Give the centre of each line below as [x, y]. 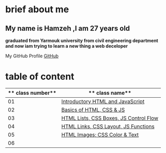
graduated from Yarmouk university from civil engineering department [82, 40]
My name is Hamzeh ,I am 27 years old [68, 28]
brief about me [37, 9]
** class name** [110, 93]
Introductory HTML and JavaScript [103, 101]
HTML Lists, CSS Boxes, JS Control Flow [110, 118]
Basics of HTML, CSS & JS [93, 110]
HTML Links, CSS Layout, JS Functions [108, 126]
